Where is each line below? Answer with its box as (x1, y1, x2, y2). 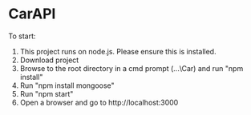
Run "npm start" (19, 89, 74, 98)
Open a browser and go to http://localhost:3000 (19, 97, 179, 107)
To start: (8, 31, 36, 41)
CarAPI (8, 5, 56, 23)
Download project (19, 55, 79, 65)
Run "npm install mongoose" (19, 81, 115, 90)
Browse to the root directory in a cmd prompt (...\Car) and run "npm (19, 63, 244, 73)
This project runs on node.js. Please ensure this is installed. (19, 46, 217, 56)
